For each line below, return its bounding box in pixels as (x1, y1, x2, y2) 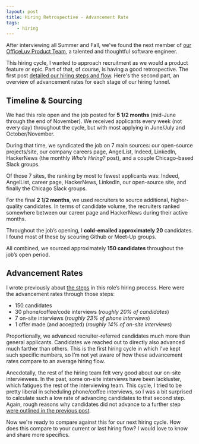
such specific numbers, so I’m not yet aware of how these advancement (6, 351, 183, 358)
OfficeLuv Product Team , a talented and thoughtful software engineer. (6, 48, 178, 55)
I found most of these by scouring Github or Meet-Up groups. (6, 233, 157, 241)
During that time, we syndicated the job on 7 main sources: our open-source (6, 142, 193, 149)
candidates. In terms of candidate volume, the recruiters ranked (24, 203, 180, 210)
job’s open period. (6, 251, 50, 259)
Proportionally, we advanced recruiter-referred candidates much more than (6, 332, 191, 339)
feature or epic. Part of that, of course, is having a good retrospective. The (6, 66, 189, 73)
